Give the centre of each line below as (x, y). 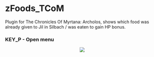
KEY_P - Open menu (30, 39)
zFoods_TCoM (35, 8)
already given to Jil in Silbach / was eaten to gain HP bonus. (66, 27)
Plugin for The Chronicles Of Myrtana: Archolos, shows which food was (77, 22)
